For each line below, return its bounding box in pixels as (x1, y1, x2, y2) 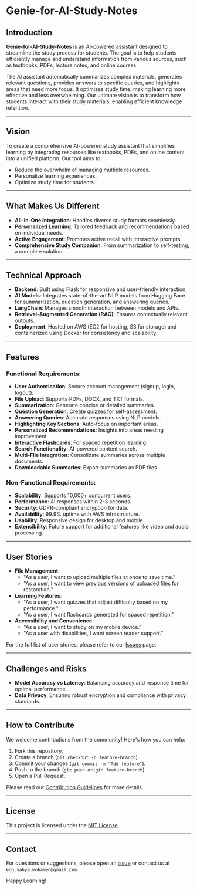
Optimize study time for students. (14, 178, 96, 185)
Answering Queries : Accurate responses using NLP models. (14, 414, 161, 421)
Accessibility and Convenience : (14, 617, 94, 624)
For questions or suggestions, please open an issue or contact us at (6, 859, 170, 867)
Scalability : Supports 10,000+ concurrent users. (14, 492, 132, 499)
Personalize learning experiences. (14, 172, 97, 180)
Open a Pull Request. (14, 772, 66, 779)
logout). (14, 389, 34, 397)
